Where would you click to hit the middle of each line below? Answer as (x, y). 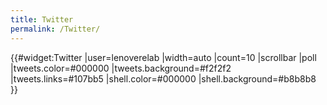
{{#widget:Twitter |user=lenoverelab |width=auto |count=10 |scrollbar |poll (163, 57)
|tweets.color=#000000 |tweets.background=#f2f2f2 (121, 68)
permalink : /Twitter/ (55, 29)
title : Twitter (42, 19)
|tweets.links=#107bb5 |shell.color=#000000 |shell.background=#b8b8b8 (163, 78)
